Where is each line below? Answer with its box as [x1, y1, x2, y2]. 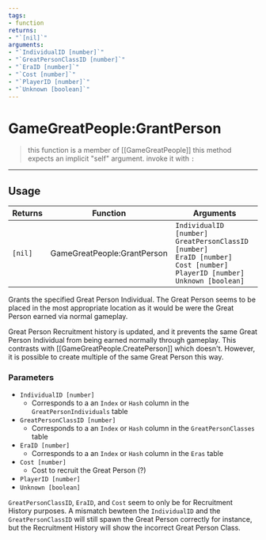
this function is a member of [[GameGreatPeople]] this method [27, 146, 232, 155]
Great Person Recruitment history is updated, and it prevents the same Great [8, 327, 258, 337]
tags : [8, 11, 26, 20]
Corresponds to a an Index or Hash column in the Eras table [31, 449, 224, 458]
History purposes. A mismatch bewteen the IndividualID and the [8, 506, 221, 515]
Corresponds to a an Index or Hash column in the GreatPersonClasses [31, 424, 255, 433]
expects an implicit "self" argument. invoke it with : [27, 154, 196, 163]
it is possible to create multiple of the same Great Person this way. [8, 352, 224, 362]
